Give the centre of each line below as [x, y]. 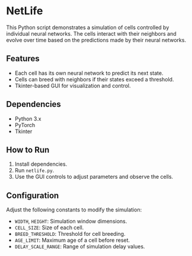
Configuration [33, 195]
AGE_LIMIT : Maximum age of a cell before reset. [72, 240]
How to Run [28, 150]
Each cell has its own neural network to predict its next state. [89, 73]
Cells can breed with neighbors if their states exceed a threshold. [94, 79]
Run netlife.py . [34, 170]
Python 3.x [28, 118]
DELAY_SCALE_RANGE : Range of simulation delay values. [80, 246]
